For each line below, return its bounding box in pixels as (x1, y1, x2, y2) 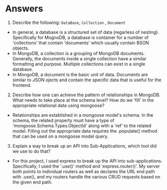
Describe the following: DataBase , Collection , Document (12, 19, 126, 25)
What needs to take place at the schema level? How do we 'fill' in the (12, 97, 154, 103)
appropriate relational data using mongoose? (12, 102, 105, 108)
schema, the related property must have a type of (12, 117, 115, 123)
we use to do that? (12, 148, 51, 154)
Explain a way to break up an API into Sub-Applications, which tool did (12, 143, 157, 149)
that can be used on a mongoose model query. (12, 133, 109, 139)
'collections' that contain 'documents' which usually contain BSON (12, 39, 150, 45)
